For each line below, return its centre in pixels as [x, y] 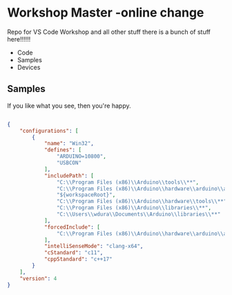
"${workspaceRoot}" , [86, 195]
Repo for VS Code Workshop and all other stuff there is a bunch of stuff [109, 32]
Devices [29, 67]
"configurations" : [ [49, 131]
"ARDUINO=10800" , [81, 157]
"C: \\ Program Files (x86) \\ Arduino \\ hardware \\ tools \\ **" [142, 202]
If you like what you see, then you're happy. [69, 106]
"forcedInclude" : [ [72, 227]
